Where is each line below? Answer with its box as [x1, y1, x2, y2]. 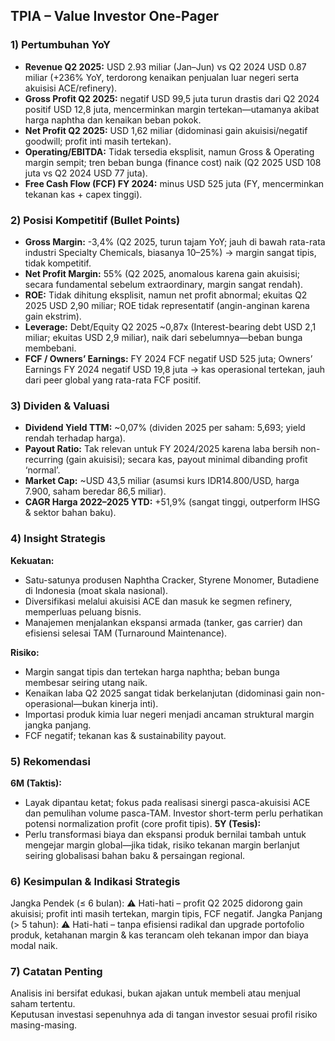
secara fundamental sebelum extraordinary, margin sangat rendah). [24, 278, 304, 290]
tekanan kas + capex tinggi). [24, 188, 143, 200]
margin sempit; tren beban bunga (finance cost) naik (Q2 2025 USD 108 [24, 156, 322, 168]
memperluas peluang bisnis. [24, 605, 142, 618]
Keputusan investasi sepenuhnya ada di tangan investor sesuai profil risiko [10, 1009, 318, 1021]
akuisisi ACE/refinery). [24, 82, 118, 94]
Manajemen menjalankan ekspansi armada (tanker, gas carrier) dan [24, 616, 303, 628]
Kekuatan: [10, 554, 55, 566]
